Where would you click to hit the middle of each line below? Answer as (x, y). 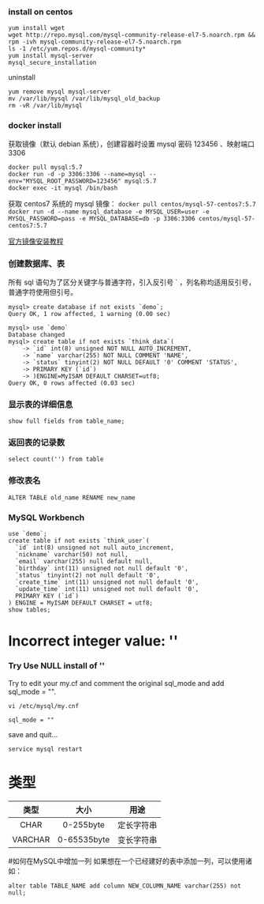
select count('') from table (56, 460)
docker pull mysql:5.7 (45, 167)
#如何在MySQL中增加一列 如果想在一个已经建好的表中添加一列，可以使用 (127, 861)
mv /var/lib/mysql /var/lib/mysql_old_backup (84, 99)
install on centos (41, 12)
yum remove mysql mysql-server (59, 92)
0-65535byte (84, 839)
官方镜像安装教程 (36, 241)
